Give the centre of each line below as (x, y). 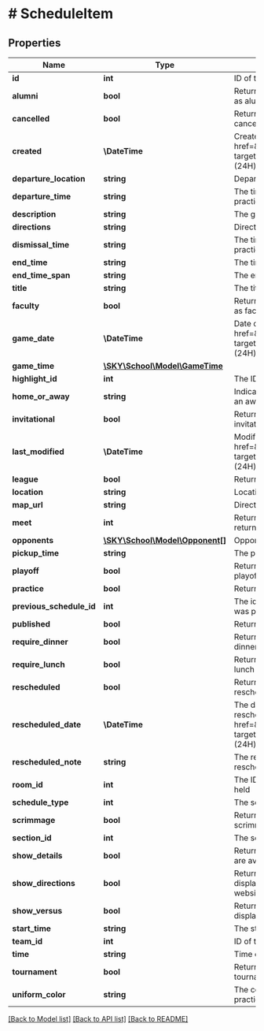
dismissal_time (41, 245)
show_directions (44, 883)
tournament (35, 972)
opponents (33, 540)
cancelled (31, 119)
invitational (33, 419)
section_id (32, 838)
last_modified (38, 452)
